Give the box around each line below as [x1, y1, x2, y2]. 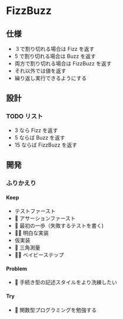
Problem [6, 265, 28, 272]
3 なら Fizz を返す [14, 127, 59, 134]
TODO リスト [6, 112, 43, 120]
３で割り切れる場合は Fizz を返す [14, 46, 95, 52]
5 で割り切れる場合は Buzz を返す [14, 53, 96, 60]
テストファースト [14, 207, 56, 214]
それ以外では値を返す [14, 67, 66, 74]
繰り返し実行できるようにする [14, 75, 87, 81]
